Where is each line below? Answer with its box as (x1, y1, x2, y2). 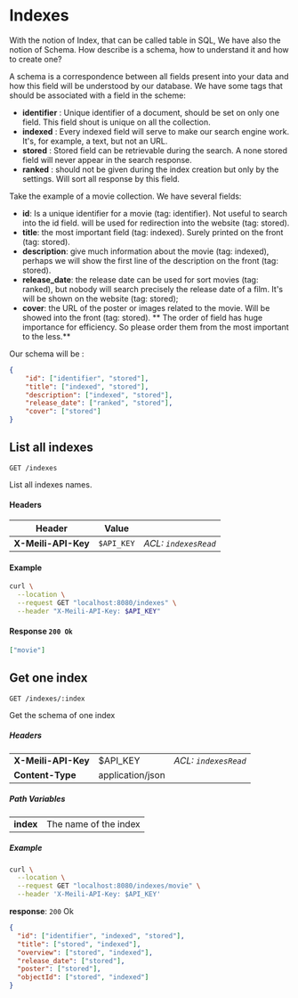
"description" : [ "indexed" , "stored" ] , (25, 390, 173, 399)
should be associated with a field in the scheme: (9, 90, 187, 101)
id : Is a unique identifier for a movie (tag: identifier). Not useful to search (21, 208, 287, 218)
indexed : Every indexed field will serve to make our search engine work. (21, 126, 290, 136)
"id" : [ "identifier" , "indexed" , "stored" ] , (17, 931, 185, 940)
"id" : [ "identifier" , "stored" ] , (25, 373, 149, 383)
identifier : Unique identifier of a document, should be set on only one (21, 107, 280, 118)
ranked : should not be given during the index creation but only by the (21, 164, 279, 175)
